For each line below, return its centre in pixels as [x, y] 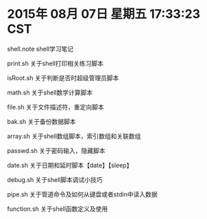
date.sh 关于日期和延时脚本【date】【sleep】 [70, 165]
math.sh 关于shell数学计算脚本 [50, 92]
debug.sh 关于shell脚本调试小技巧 [55, 179]
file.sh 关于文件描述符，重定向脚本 [56, 107]
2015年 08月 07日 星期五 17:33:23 [104, 14]
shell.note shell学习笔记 [40, 49]
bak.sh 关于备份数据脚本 [41, 121]
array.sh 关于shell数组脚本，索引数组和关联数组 [74, 136]
